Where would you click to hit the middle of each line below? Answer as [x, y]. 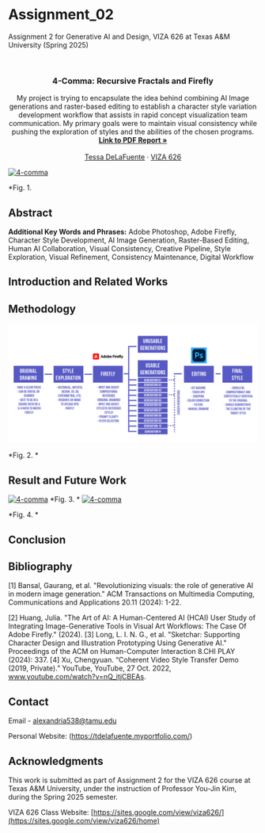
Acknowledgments [56, 761]
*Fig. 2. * [23, 455]
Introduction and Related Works [88, 282]
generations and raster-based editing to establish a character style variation [133, 107]
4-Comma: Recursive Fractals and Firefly [133, 81]
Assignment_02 [61, 15]
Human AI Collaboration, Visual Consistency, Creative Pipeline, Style [119, 249]
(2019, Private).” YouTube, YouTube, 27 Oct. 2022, [90, 668]
